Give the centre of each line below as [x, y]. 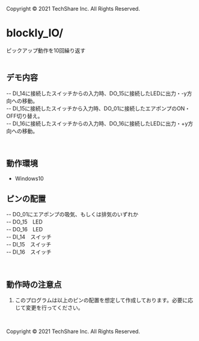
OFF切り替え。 [25, 116]
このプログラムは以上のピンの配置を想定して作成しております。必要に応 [104, 300]
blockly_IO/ [35, 33]
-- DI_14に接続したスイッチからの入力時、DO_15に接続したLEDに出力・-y [97, 93]
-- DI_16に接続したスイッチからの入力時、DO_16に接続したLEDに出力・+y [97, 124]
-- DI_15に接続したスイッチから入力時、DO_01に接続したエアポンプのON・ [98, 108]
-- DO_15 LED [25, 222]
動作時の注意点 [34, 285]
